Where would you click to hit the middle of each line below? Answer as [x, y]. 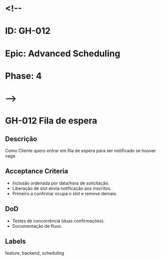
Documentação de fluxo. [37, 226]
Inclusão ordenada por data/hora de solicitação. [61, 183]
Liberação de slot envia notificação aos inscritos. [62, 188]
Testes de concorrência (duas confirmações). [58, 221]
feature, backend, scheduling [35, 253]
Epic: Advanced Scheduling [63, 53]
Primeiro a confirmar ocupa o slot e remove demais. [65, 193]
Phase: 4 [24, 76]
